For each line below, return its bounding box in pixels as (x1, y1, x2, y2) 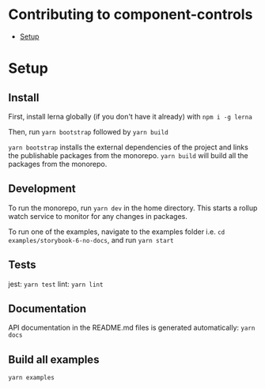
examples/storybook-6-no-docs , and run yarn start (8, 235, 174, 244)
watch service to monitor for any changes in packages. (8, 211, 187, 221)
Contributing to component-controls (8, 6, 253, 24)
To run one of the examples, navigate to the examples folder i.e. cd (8, 227, 225, 236)
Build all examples (8, 353, 100, 366)
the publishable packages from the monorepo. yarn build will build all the (8, 150, 249, 160)
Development (8, 182, 77, 195)
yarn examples (8, 374, 55, 382)
